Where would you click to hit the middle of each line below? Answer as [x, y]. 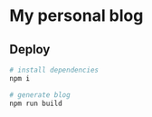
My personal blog [76, 16]
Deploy [30, 49]
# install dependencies [54, 70]
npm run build [36, 103]
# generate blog [40, 95]
